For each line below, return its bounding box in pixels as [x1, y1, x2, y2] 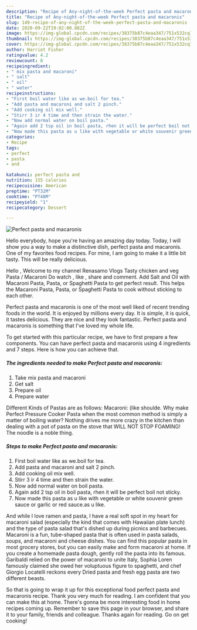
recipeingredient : [6, 63, 51, 69]
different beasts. [6, 575, 46, 582]
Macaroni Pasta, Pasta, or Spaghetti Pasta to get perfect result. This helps [6, 280, 185, 287]
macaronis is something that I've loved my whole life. [6, 322, 134, 329]
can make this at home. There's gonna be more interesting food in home [6, 599, 181, 606]
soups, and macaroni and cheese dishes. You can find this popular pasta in [6, 537, 188, 544]
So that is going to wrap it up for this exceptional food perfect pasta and [6, 586, 180, 593]
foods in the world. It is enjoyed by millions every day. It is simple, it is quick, [6, 310, 191, 317]
